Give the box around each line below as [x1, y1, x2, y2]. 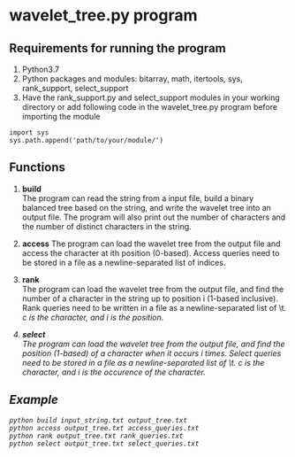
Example [9, 392, 59, 407]
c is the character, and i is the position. [21, 312, 164, 322]
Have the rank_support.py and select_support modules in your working [21, 92, 280, 103]
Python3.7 [21, 64, 60, 74]
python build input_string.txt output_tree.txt [9, 415, 188, 425]
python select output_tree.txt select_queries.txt [9, 439, 200, 448]
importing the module [21, 112, 101, 121]
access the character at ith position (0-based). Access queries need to [21, 247, 280, 258]
